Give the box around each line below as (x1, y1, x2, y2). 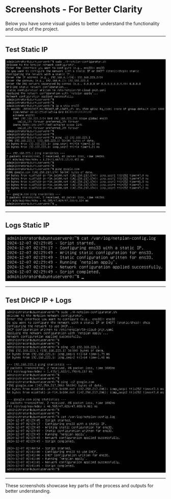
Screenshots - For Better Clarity (5, 4, 142, 15)
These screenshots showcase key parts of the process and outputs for (5, 483, 154, 489)
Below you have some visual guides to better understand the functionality (5, 20, 160, 26)
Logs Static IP (5, 220, 50, 230)
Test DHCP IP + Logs (5, 296, 72, 304)
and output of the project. (5, 25, 59, 32)
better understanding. (5, 488, 51, 494)
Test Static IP (5, 45, 48, 54)
